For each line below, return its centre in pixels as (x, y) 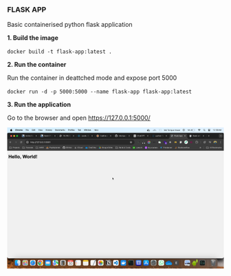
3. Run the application (39, 105)
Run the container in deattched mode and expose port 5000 (92, 78)
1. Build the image (33, 38)
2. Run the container (37, 65)
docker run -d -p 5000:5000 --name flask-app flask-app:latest (100, 92)
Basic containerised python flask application (70, 25)
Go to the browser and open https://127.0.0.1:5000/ (79, 118)
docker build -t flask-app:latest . (59, 52)
